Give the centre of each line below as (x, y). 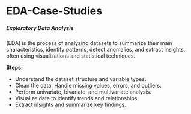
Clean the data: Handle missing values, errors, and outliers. (88, 86)
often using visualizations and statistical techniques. (71, 56)
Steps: (14, 68)
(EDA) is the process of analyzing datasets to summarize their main (89, 43)
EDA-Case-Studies (54, 11)
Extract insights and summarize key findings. (70, 105)
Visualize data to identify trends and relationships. (77, 98)
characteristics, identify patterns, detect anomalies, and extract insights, (96, 50)
